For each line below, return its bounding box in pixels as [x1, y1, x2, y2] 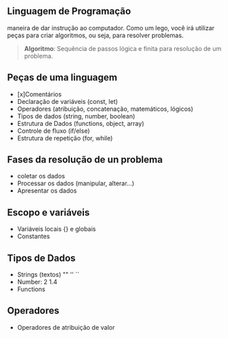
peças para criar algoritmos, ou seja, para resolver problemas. [7, 31, 184, 39]
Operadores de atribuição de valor [17, 323, 115, 331]
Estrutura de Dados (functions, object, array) [17, 119, 145, 127]
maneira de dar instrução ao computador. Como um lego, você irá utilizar [7, 23, 215, 32]
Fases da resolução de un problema [7, 154, 163, 166]
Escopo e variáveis [7, 207, 90, 218]
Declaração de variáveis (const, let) [17, 97, 118, 105]
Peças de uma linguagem [7, 72, 118, 83]
